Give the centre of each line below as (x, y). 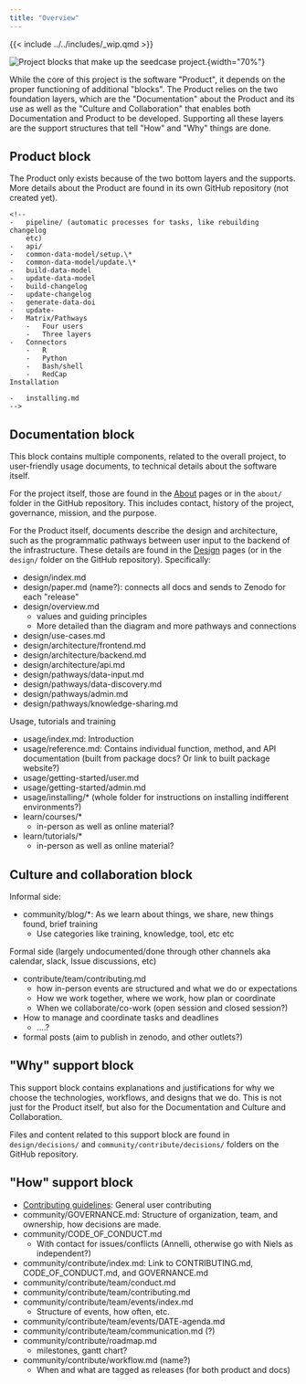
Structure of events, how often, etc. (103, 1311)
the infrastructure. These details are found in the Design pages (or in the (146, 550)
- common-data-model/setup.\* (71, 255)
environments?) (52, 807)
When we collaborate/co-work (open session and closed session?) (162, 1008)
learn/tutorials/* (53, 836)
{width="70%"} (236, 61)
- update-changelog (51, 295)
